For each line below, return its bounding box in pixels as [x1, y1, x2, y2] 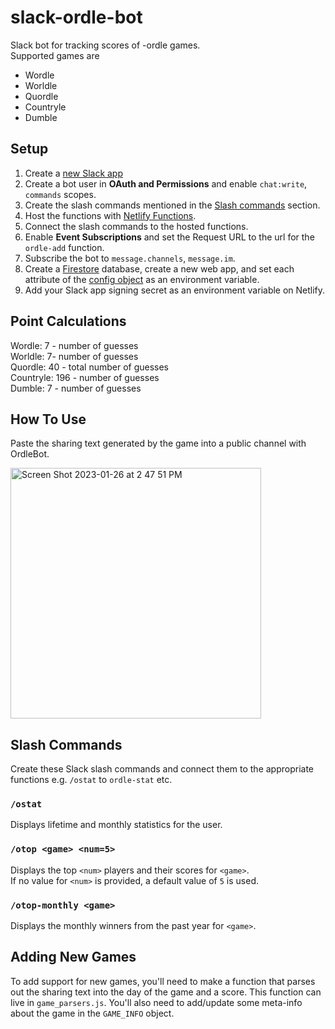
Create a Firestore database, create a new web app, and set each [24, 262, 295, 275]
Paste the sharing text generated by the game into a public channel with [10, 437, 307, 450]
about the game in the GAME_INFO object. [10, 1007, 175, 1019]
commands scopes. [24, 188, 97, 200]
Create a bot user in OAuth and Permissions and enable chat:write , [24, 177, 308, 190]
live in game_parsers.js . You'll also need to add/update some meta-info [10, 996, 303, 1008]
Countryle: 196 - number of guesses [10, 371, 160, 383]
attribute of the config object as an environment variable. [24, 273, 260, 285]
